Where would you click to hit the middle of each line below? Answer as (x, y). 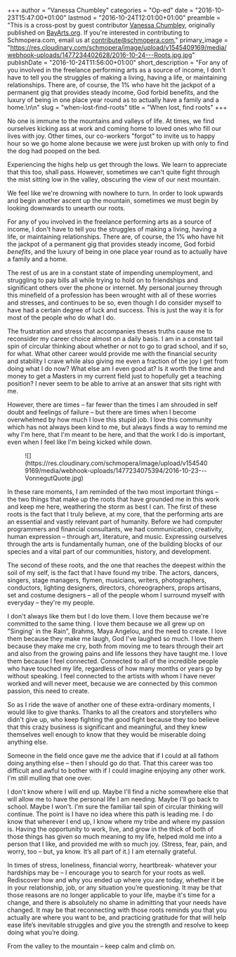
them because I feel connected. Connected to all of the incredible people (113, 661)
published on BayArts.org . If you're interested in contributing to (98, 32)
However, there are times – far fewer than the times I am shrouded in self (112, 405)
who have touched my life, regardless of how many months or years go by (115, 668)
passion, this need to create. (48, 691)
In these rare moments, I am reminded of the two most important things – (113, 492)
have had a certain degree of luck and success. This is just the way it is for (115, 310)
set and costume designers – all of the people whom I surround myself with (116, 595)
